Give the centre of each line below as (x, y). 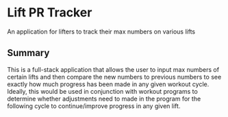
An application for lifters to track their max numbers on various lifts (101, 31)
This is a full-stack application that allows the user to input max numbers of (113, 69)
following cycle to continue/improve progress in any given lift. (94, 106)
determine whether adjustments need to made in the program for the (104, 99)
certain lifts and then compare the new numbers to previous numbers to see (114, 77)
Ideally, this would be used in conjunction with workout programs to (103, 91)
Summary (28, 53)
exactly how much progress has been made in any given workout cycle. (108, 84)
